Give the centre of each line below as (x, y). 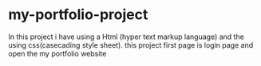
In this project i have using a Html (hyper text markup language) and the (127, 37)
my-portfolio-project (78, 15)
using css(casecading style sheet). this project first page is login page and (131, 45)
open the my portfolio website (57, 53)
